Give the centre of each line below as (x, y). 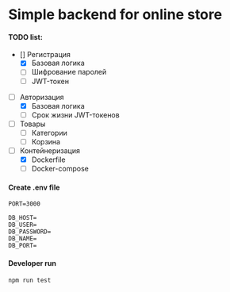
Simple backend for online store (115, 15)
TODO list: (26, 36)
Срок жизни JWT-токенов (76, 115)
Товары (33, 124)
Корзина (46, 141)
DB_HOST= (23, 218)
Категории (49, 133)
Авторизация (42, 97)
